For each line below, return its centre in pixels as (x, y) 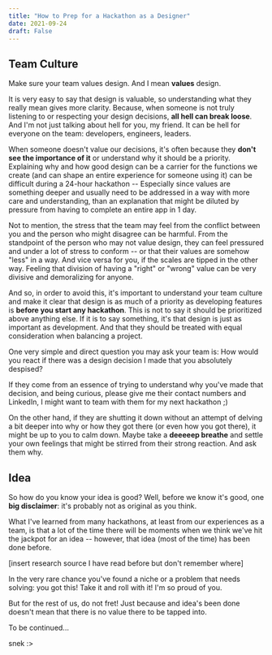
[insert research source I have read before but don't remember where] (126, 563)
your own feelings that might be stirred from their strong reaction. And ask (133, 444)
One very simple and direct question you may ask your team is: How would (134, 352)
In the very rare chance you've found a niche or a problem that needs (125, 579)
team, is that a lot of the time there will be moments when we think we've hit (136, 530)
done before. (30, 547)
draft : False (30, 31)
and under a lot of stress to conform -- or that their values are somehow (129, 252)
